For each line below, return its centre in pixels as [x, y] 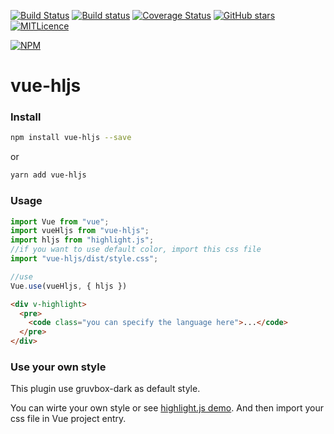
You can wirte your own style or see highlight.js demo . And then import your [167, 408]
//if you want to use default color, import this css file [136, 250]
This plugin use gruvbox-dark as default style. [105, 389]
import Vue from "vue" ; [60, 221]
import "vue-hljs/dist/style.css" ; [84, 259]
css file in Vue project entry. [68, 419]
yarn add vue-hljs [48, 175]
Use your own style [58, 367]
